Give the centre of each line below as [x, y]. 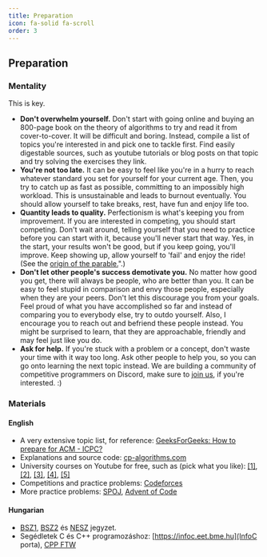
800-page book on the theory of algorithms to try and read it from [128, 127]
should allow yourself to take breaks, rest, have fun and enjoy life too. [134, 204]
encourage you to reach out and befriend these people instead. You [132, 323]
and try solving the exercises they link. [83, 162]
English [21, 422]
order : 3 [23, 30]
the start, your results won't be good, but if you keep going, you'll [128, 247]
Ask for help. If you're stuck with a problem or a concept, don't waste [135, 349]
